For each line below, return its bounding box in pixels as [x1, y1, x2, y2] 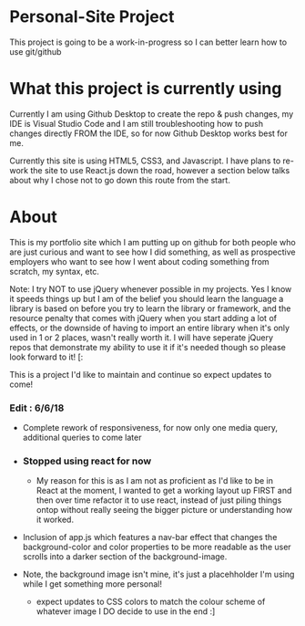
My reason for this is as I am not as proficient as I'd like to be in [36, 475, 274, 486]
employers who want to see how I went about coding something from [9, 256, 270, 266]
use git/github [9, 46, 62, 57]
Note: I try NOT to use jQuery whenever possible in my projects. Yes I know [9, 283, 292, 294]
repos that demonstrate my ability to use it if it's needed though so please [9, 341, 287, 352]
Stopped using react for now [22, 454, 152, 467]
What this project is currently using [9, 78, 282, 99]
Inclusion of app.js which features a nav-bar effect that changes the [22, 532, 278, 543]
